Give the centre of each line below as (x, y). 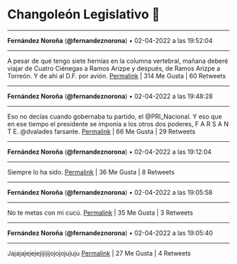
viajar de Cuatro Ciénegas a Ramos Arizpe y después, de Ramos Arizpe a (114, 68)
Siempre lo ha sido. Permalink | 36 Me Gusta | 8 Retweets (91, 172)
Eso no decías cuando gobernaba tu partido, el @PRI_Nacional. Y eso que (115, 116)
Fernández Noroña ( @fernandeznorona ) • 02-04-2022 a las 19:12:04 (109, 152)
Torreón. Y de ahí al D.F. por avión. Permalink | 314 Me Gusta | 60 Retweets (117, 76)
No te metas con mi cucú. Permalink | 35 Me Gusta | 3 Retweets (100, 212)
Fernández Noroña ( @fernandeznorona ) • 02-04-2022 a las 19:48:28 (110, 96)
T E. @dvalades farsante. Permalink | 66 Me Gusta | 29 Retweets (102, 131)
